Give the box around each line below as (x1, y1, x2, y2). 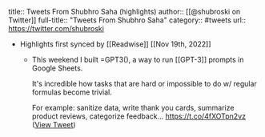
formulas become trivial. (31, 87, 112, 97)
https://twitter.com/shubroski (8, 24, 104, 33)
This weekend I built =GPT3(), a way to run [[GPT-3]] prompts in (31, 55, 244, 64)
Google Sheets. (31, 63, 83, 73)
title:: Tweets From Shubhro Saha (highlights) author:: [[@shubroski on (8, 7, 241, 16)
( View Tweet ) (31, 120, 76, 129)
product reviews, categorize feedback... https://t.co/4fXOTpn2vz (31, 111, 247, 121)
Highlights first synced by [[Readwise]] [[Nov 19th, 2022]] (19, 39, 211, 49)
